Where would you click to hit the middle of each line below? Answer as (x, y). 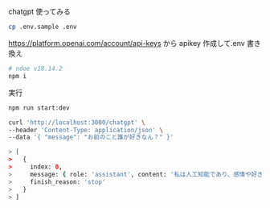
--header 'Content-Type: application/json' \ (86, 130)
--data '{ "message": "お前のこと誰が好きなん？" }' (91, 137)
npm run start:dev (39, 108)
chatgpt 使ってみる (39, 12)
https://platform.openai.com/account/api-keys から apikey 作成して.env (127, 44)
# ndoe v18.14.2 (35, 69)
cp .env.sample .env (43, 27)
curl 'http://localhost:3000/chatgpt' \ (77, 123)
